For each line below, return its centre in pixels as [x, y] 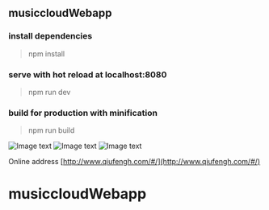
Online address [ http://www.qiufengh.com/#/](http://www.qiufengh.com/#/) [134, 162]
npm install [46, 54]
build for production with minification [83, 113]
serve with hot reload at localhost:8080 [88, 74]
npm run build [51, 130]
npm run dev [49, 92]
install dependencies [50, 36]
